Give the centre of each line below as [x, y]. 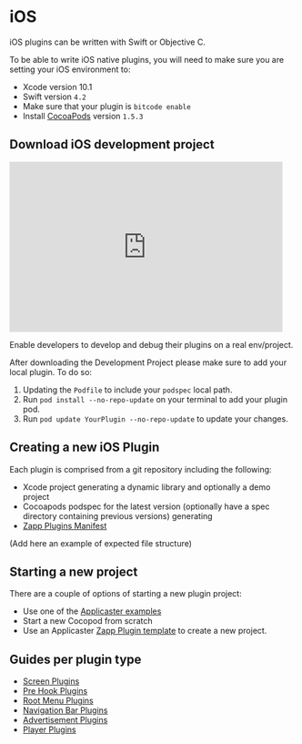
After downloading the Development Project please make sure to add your [148, 362]
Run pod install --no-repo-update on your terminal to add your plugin [155, 399]
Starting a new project [74, 571]
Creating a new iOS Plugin [85, 448]
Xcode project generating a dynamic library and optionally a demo [146, 487]
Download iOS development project [112, 144]
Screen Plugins [51, 681]
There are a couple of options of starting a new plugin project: [126, 594]
